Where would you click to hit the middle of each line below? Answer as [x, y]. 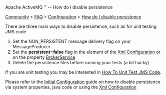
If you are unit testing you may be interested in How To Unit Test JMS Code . [83, 72]
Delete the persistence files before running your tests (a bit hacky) [81, 62]
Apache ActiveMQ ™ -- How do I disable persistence [59, 7]
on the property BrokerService [44, 57]
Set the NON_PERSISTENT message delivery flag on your [71, 41]
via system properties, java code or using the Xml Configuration [71, 87]
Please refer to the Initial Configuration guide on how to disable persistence [83, 82]
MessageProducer [31, 47]
